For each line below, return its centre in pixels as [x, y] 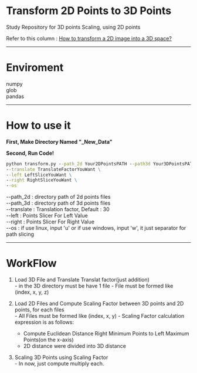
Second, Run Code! [30, 153]
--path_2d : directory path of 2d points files [58, 197]
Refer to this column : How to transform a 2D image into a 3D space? [89, 38]
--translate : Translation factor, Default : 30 [58, 209]
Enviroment [35, 68]
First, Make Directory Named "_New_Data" [59, 141]
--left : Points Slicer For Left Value [47, 216]
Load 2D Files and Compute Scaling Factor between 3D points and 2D [99, 304]
